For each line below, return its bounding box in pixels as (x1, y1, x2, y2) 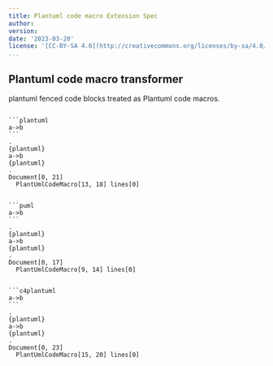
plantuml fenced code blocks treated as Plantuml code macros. (8, 93, 220, 103)
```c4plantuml (8, 286, 57, 295)
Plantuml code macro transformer (8, 72, 184, 86)
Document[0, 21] (8, 173, 63, 181)
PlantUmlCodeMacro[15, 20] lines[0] (15, 351, 140, 359)
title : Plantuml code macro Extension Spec (8, 11, 158, 20)
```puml (8, 201, 35, 209)
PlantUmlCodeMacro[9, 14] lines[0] (15, 265, 136, 273)
